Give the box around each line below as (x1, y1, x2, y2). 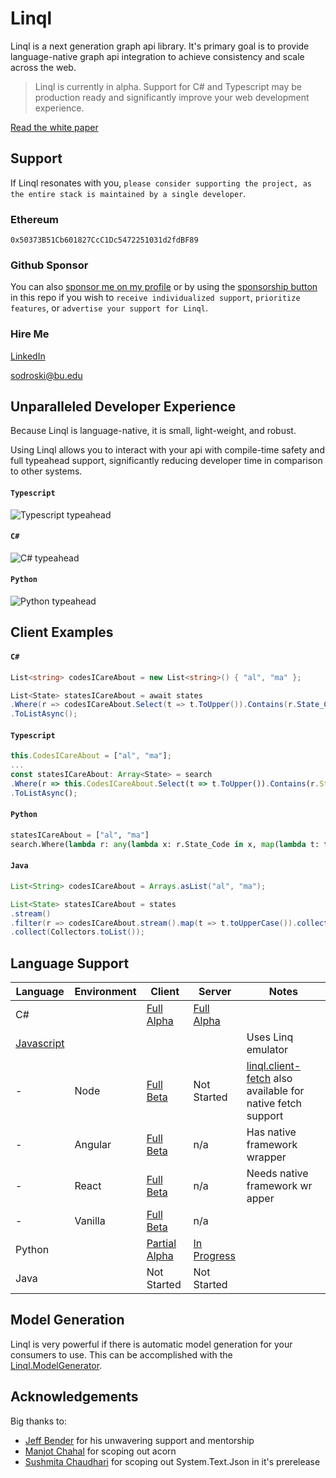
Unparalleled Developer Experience (10, 398, 237, 416)
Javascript (15, 1037, 65, 1051)
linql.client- (246, 1059, 302, 1073)
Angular (74, 1138, 112, 1152)
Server (198, 985, 232, 999)
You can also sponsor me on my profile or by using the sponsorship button (10, 281, 318, 293)
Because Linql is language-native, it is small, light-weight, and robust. (10, 425, 297, 437)
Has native (246, 1125, 297, 1139)
